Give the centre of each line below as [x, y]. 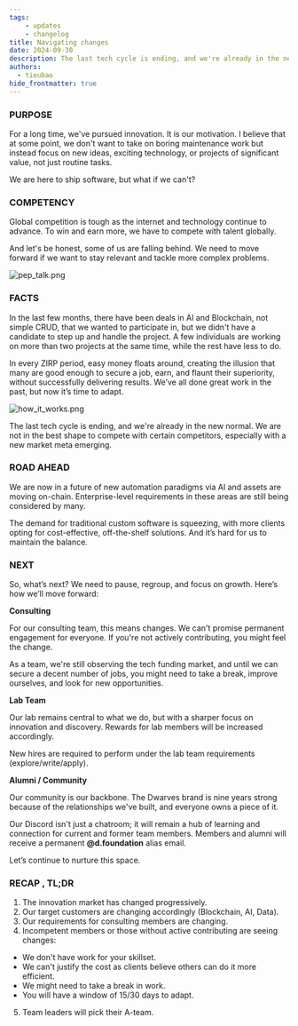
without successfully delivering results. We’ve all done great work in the [141, 382]
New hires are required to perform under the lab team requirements [132, 754]
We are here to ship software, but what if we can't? [102, 179]
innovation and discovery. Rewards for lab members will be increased [136, 727]
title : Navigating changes [59, 42]
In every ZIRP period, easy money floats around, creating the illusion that [142, 363]
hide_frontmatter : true [53, 84]
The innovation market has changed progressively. [114, 903]
